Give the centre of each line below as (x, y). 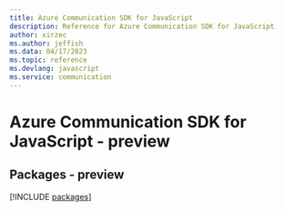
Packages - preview (67, 175)
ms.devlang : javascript (55, 69)
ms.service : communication (61, 77)
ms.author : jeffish (46, 43)
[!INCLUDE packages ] (51, 196)
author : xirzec (38, 35)
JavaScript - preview (90, 141)
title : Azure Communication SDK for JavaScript (101, 18)
